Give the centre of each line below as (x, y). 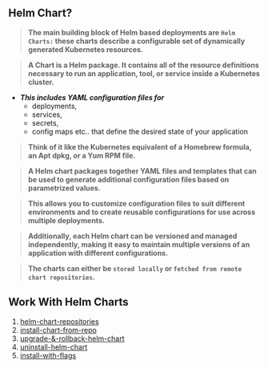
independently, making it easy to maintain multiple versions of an (139, 244)
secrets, (45, 122)
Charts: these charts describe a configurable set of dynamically (136, 41)
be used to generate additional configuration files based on (128, 179)
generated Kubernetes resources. (86, 49)
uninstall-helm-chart (54, 346)
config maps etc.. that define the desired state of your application (140, 131)
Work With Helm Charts (69, 302)
